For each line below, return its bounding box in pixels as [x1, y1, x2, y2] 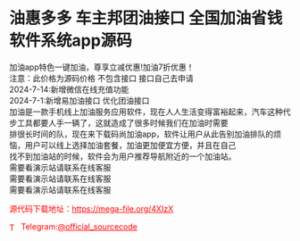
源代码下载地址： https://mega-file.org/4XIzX [9, 203, 174, 214]
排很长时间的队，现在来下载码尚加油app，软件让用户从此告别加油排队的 [9, 129, 274, 139]
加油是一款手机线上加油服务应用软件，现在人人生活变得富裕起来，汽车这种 [9, 106, 283, 117]
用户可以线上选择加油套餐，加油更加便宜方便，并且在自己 [24, 139, 237, 150]
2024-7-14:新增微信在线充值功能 [9, 84, 129, 95]
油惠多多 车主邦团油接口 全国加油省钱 [9, 8, 283, 29]
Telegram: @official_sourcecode [21, 220, 138, 232]
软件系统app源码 [9, 30, 132, 51]
